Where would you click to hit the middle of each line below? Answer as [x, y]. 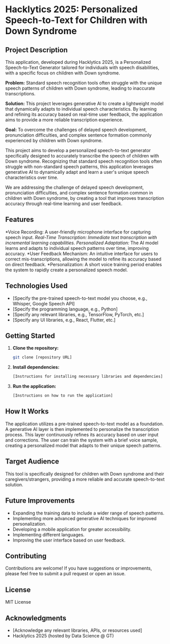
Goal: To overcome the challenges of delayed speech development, [76, 130]
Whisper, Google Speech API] [44, 303]
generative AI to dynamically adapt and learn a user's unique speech [77, 172]
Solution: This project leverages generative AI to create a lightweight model [84, 104]
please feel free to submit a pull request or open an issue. [65, 574]
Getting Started [30, 336]
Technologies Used [36, 286]
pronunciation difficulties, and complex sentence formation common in [79, 193]
